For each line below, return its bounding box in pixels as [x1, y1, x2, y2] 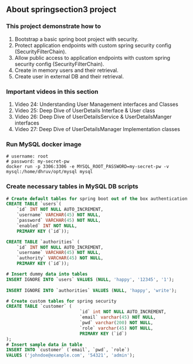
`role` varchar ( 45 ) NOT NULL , [79, 325, 154, 331]
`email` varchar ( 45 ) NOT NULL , [79, 314, 157, 321]
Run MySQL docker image [6, 140, 82, 148]
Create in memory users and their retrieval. [14, 67, 118, 74]
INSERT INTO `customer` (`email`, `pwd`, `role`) [6, 347, 130, 353]
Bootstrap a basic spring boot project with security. [14, 35, 139, 43]
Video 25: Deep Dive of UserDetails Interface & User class [14, 107, 155, 114]
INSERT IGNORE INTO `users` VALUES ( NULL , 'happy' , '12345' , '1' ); [6, 276, 175, 283]
